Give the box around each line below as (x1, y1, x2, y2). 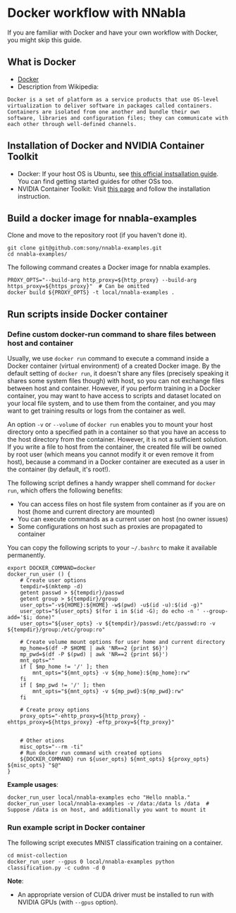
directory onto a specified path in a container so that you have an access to (7, 428, 227, 436)
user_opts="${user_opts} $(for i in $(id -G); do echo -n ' (20, 608, 200, 615)
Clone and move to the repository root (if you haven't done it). (7, 231, 187, 240)
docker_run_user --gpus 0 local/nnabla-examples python (7, 858, 175, 866)
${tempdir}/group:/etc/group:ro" (7, 626, 106, 633)
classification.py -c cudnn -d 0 (7, 864, 106, 871)
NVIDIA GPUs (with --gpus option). (17, 898, 118, 907)
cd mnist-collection (7, 852, 68, 859)
